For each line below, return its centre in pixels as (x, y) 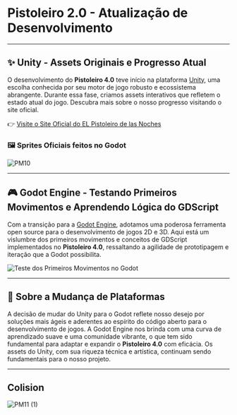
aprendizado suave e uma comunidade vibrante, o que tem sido (100, 336)
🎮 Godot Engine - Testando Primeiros (92, 193)
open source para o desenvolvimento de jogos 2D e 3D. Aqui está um (108, 231)
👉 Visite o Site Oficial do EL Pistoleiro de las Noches (84, 124)
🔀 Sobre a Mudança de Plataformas (86, 297)
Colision (26, 388)
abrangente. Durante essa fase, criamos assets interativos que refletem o (114, 95)
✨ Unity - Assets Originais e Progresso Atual (107, 62)
